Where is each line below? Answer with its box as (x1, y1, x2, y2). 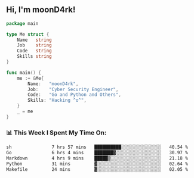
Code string (17, 48, 52, 54)
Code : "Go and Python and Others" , (27, 92, 121, 98)
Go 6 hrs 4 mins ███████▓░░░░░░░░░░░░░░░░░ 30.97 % (6, 149, 188, 155)
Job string (17, 42, 52, 48)
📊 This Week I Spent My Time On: (6, 128, 107, 136)
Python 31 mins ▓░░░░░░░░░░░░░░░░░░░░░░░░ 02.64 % (6, 161, 188, 167)
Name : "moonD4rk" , (27, 80, 79, 87)
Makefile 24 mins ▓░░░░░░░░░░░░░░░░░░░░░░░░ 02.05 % (6, 166, 188, 172)
